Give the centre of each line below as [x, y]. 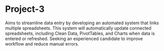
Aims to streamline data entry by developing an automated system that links [82, 23]
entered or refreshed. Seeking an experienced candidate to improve [74, 39]
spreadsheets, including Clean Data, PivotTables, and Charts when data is [80, 33]
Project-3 [25, 9]
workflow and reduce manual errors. [42, 44]
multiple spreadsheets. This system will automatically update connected [78, 28]
